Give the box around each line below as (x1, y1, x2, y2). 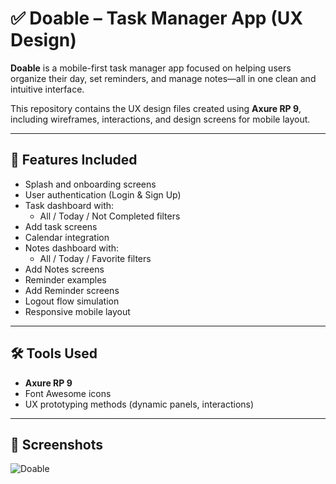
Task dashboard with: (24, 199, 115, 211)
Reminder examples (24, 273, 107, 286)
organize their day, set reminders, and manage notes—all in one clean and (10, 72, 317, 84)
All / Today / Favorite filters (39, 252, 152, 264)
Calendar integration (24, 231, 110, 243)
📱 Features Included (10, 152, 138, 169)
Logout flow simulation (24, 295, 120, 307)
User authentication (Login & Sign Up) (24, 188, 182, 201)
